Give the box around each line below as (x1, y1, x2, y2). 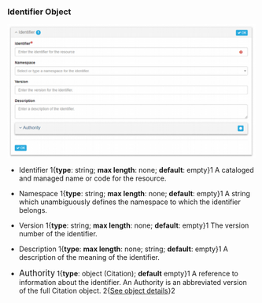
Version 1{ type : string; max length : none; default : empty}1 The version (18, 221, 249, 230)
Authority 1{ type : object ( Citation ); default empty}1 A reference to (18, 268, 239, 279)
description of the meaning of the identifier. (18, 253, 161, 262)
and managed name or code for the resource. (18, 173, 167, 183)
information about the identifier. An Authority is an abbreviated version (18, 278, 247, 287)
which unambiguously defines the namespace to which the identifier (18, 197, 242, 206)
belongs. (18, 206, 48, 215)
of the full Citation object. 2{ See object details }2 (18, 286, 175, 296)
